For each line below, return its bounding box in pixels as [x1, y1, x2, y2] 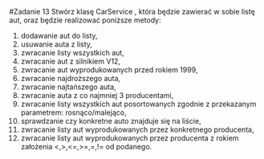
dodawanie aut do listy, [20, 31, 99, 40]
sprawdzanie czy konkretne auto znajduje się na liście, [20, 116, 201, 125]
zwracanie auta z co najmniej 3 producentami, [20, 91, 174, 100]
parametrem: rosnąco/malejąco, [20, 108, 127, 117]
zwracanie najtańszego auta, [20, 82, 116, 92]
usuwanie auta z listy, [20, 39, 93, 49]
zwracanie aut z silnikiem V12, [20, 56, 121, 66]
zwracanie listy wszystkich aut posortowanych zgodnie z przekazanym [20, 100, 257, 108]
